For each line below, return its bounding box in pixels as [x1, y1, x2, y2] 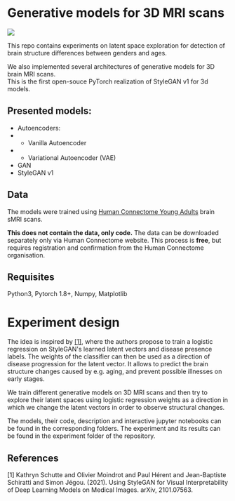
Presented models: [7, 105, 92, 117]
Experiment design [7, 314, 120, 330]
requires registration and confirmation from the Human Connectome [7, 243, 205, 252]
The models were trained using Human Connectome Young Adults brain [7, 207, 215, 215]
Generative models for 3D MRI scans [7, 5, 224, 21]
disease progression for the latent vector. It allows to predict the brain [7, 360, 208, 368]
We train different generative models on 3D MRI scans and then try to [7, 388, 208, 397]
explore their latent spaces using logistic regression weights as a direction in [7, 396, 229, 404]
